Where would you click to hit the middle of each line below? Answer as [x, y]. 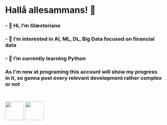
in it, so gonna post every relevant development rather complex [83, 78]
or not [12, 84]
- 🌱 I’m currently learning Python [46, 58]
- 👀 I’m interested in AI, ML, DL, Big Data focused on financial [80, 39]
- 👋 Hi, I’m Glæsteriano [33, 26]
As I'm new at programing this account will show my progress [81, 71]
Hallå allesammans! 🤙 [51, 10]
